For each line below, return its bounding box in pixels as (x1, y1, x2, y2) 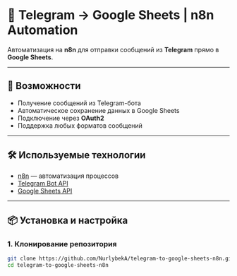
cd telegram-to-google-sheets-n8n (7, 262, 109, 269)
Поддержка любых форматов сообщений (17, 121, 143, 130)
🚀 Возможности (7, 80, 81, 92)
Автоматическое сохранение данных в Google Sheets (17, 106, 180, 114)
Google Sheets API (17, 186, 73, 195)
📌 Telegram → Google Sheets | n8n (7, 7, 214, 23)
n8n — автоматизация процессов (17, 172, 119, 180)
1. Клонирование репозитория (7, 239, 117, 248)
